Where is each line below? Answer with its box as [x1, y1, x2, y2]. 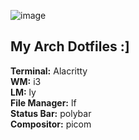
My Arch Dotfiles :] [10, 38, 130, 55]
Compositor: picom [10, 118, 92, 130]
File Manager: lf [10, 96, 77, 109]
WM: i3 [10, 75, 42, 87]
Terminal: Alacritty [10, 65, 88, 77]
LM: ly [10, 86, 37, 98]
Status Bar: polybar [10, 107, 92, 119]
